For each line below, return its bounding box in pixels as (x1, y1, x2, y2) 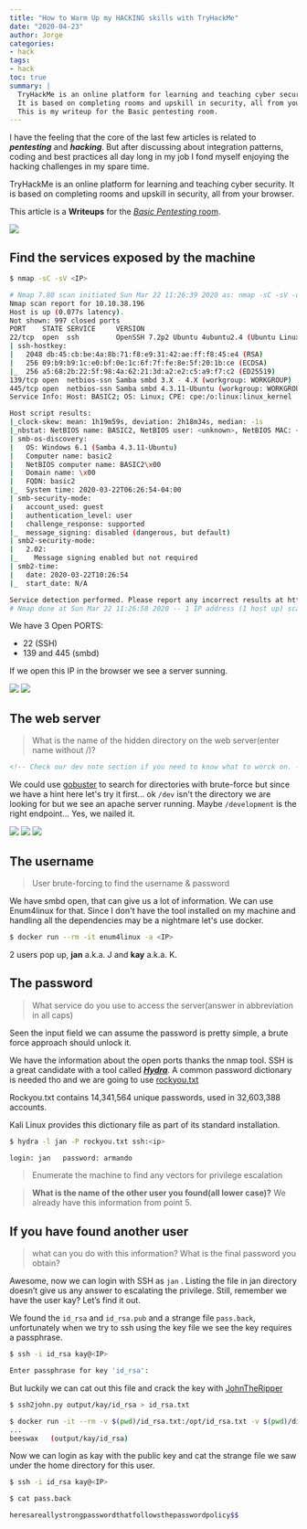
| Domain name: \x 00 (9, 468, 96, 478)
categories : (9, 38, 55, 48)
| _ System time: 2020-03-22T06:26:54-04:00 (9, 485, 182, 494)
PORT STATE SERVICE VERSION (9, 324, 145, 334)
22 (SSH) (22, 638, 58, 649)
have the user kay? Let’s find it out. (9, 1295, 142, 1306)
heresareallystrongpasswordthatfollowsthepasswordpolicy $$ (9, 1511, 239, 1520)
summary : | (9, 81, 51, 90)
